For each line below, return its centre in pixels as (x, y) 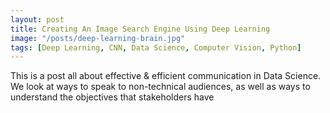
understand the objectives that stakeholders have (112, 97)
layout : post (37, 19)
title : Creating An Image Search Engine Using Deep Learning (140, 29)
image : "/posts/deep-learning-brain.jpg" (98, 38)
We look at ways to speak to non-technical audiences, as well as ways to (160, 87)
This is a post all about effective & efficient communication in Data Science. (166, 76)
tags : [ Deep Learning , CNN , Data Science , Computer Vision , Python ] (156, 47)
